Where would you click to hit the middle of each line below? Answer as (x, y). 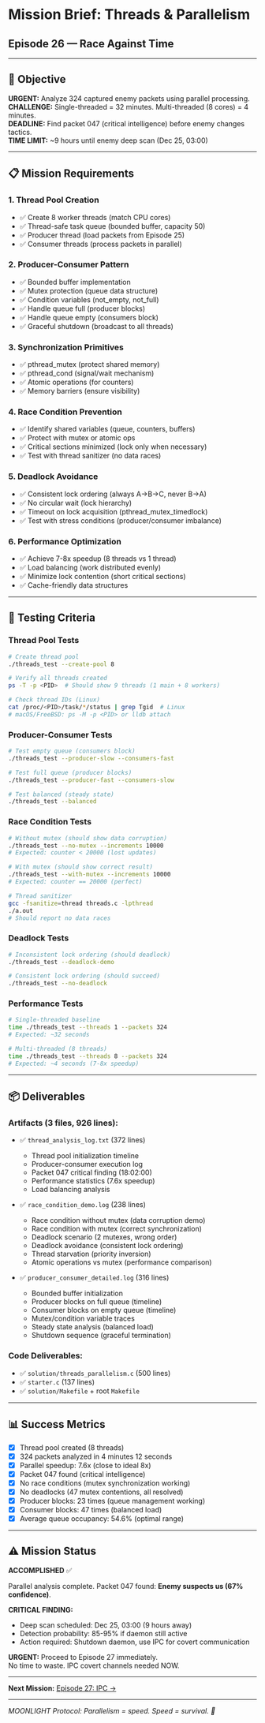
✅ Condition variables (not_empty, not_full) (89, 299)
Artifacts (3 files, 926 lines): (63, 1123)
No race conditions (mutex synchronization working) (105, 1483)
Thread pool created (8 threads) (72, 1447)
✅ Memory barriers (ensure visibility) (80, 391)
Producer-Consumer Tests (60, 734)
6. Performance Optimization (65, 541)
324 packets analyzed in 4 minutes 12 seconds (96, 1456)
